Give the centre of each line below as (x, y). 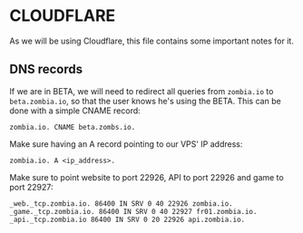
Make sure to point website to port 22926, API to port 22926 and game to (147, 177)
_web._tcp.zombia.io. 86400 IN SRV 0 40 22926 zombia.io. (121, 204)
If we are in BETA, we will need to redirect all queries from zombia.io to (142, 91)
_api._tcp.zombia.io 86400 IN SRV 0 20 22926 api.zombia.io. (127, 219)
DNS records (46, 69)
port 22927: (31, 187)
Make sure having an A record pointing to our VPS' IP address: (126, 144)
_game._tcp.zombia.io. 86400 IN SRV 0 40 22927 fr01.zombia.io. (133, 211)
